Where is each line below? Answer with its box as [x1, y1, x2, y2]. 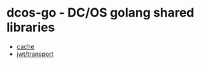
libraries [6, 19, 55, 35]
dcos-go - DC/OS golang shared [6, 5, 195, 21]
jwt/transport [16, 50, 54, 58]
